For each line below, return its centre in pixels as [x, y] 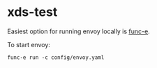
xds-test [32, 12]
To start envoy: [29, 44]
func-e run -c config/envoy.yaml [56, 57]
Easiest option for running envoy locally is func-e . [78, 31]
